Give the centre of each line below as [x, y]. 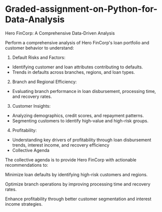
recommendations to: [27, 165]
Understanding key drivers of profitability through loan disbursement [81, 140]
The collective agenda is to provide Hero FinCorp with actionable [71, 160]
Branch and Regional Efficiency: [44, 82]
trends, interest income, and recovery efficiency [61, 145]
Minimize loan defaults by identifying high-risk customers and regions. [77, 174]
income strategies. [24, 204]
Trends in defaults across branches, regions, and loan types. [73, 72]
